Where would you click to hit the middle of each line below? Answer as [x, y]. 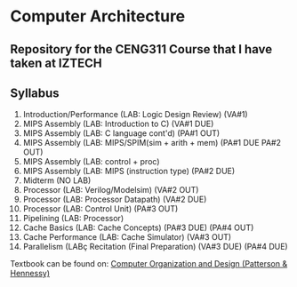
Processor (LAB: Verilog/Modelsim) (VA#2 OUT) [111, 190]
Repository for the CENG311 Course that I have [141, 49]
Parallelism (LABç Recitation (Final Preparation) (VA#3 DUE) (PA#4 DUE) [155, 247]
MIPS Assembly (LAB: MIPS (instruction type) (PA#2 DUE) [129, 171]
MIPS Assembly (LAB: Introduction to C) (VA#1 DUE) [118, 124]
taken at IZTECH [56, 63]
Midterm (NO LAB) [57, 180]
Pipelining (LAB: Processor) [73, 219]
